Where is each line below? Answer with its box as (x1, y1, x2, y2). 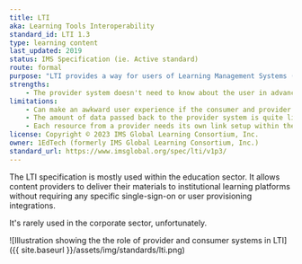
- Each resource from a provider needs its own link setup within (25, 122, 280, 131)
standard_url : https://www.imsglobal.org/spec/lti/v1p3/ (9, 146, 227, 155)
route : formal (9, 64, 63, 73)
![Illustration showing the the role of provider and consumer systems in (9, 234, 271, 245)
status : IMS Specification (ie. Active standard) (9, 55, 200, 64)
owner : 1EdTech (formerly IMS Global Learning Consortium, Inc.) (9, 138, 259, 147)
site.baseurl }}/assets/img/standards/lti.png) (21, 244, 186, 255)
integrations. (9, 199, 57, 211)
